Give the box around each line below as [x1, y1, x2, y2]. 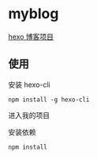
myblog [8, 5, 59, 23]
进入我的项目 [8, 110, 50, 119]
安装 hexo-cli [8, 80, 51, 89]
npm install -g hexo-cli [8, 96, 90, 104]
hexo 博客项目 [8, 32, 54, 41]
